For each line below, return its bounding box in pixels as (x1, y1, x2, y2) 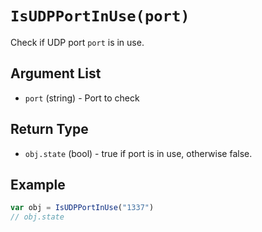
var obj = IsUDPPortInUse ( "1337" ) (10, 203, 155, 213)
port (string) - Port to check (24, 92, 140, 104)
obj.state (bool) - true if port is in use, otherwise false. (24, 147, 253, 159)
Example (10, 176, 66, 193)
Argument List (10, 65, 102, 82)
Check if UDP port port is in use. (10, 36, 145, 48)
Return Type (10, 121, 89, 138)
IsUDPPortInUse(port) (10, 7, 190, 26)
